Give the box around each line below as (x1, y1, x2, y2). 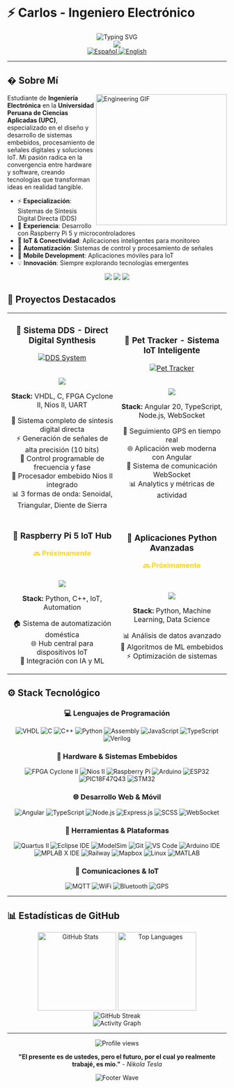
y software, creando (7, 167, 65, 176)
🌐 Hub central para (31, 639, 94, 648)
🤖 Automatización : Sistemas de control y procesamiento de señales (17, 244, 214, 252)
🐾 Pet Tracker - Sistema (124, 335, 219, 346)
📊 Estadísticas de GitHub (7, 909, 120, 921)
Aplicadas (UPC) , (7, 116, 58, 124)
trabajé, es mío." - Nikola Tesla (72, 1060, 162, 1068)
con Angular (152, 452, 192, 462)
